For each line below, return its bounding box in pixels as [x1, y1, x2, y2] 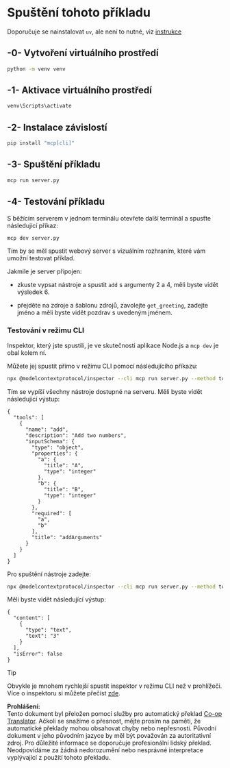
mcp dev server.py [7, 234, 60, 241]
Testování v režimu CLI [7, 325, 84, 335]
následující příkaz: [7, 221, 58, 230]
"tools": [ [13, 414, 44, 421]
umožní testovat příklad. [7, 254, 75, 262]
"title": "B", [43, 486, 84, 493]
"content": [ [13, 615, 51, 621]
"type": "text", [25, 627, 72, 634]
